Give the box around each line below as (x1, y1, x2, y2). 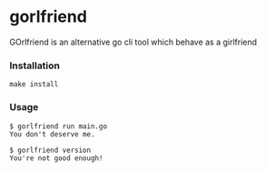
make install (9, 80, 59, 89)
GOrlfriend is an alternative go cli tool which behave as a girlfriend (9, 36, 257, 47)
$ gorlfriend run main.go (9, 121, 107, 131)
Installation (9, 59, 61, 72)
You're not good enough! (9, 153, 103, 163)
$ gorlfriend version (9, 146, 92, 155)
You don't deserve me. (9, 129, 95, 138)
